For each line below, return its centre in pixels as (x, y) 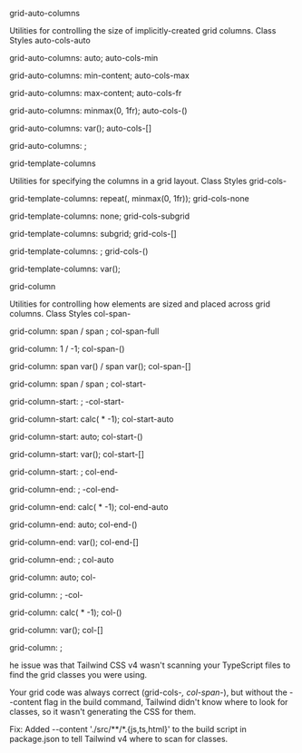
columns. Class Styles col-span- (70, 313)
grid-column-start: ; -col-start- (67, 401)
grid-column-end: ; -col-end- (64, 489)
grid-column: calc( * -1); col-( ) (66, 612)
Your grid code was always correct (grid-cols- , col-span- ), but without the (148, 692)
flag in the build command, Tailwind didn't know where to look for (166, 702)
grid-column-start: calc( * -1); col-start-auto (92, 419)
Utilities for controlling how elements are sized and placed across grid (140, 304)
